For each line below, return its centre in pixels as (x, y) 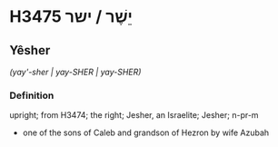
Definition (32, 95)
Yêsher (30, 50)
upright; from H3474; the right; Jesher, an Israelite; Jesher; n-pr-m (134, 115)
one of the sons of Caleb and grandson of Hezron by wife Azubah (146, 132)
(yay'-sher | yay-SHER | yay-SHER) (75, 72)
